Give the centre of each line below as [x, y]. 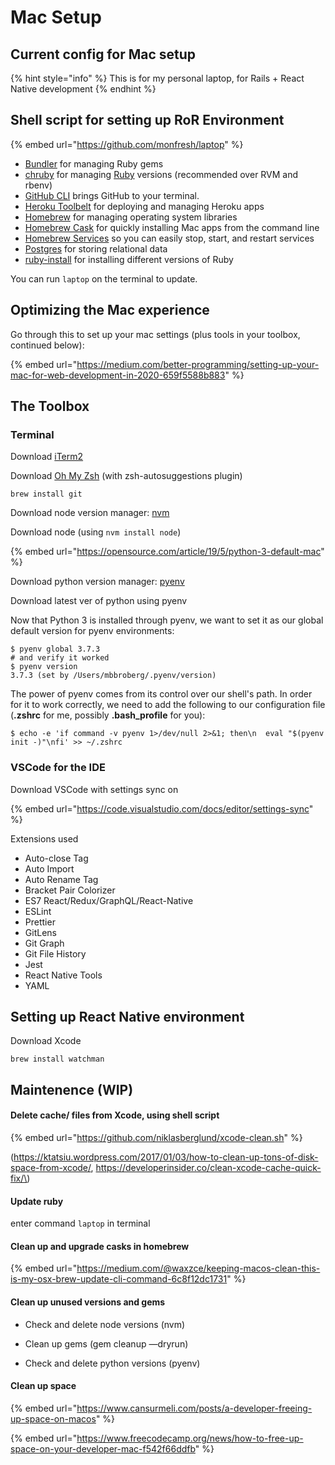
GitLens [40, 932]
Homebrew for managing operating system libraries [131, 217]
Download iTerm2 [47, 457]
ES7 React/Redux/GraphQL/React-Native [109, 900]
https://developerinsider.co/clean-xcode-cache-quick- [208, 1168]
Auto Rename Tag [61, 879]
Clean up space [43, 1386]
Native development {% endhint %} [83, 89]
